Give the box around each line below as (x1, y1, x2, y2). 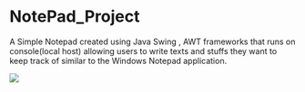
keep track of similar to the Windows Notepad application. (9, 55, 228, 66)
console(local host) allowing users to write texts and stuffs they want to (9, 45, 278, 56)
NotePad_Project (9, 6, 140, 27)
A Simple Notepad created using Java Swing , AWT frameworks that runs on (9, 36, 296, 47)
